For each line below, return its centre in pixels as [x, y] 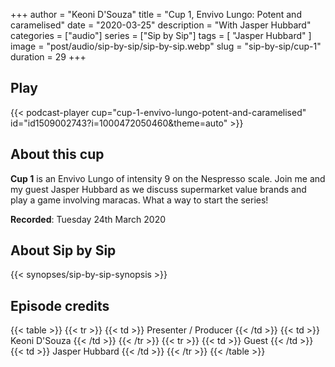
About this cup [57, 154]
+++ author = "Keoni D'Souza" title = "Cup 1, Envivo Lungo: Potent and [156, 14]
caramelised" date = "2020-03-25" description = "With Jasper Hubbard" [161, 25]
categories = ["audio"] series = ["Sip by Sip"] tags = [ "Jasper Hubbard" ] [161, 35]
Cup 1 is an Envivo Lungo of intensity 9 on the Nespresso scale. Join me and [168, 178]
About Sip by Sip [63, 250]
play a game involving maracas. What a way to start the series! [139, 200]
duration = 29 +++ [48, 57]
